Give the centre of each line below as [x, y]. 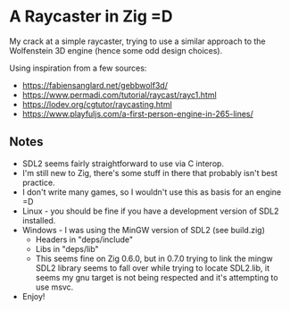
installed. [39, 220]
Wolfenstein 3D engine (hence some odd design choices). [116, 50]
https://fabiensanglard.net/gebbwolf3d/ [95, 85]
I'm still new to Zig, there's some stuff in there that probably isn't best [150, 172]
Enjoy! [33, 296]
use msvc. [54, 287]
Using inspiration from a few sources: [78, 68]
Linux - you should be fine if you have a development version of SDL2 [150, 211]
